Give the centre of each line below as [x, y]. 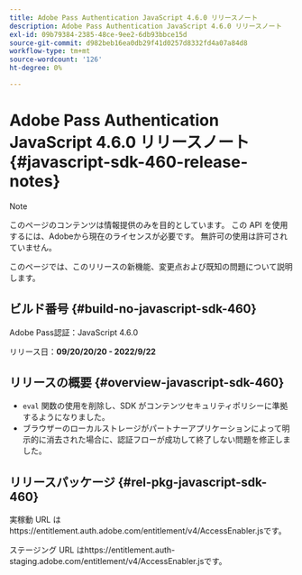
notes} [35, 182]
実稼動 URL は [35, 520]
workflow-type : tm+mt [50, 51]
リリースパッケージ [62, 482]
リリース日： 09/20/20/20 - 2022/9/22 [82, 351]
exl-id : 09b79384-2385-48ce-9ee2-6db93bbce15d [98, 34]
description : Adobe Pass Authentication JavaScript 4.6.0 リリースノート [146, 26]
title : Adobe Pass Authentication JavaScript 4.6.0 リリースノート [134, 18]
